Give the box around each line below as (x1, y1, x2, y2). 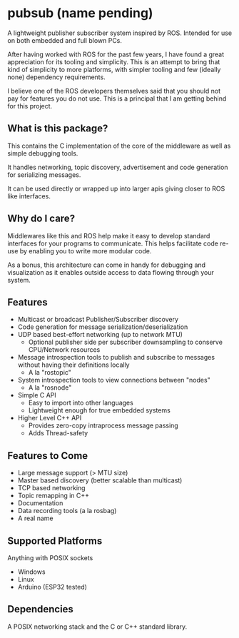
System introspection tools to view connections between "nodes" (17, 376, 210, 385)
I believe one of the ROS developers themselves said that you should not (7, 86, 221, 95)
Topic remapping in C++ (17, 491, 90, 500)
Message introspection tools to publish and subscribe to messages (17, 353, 215, 362)
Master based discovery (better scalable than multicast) (17, 476, 183, 485)
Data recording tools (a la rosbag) (17, 507, 117, 515)
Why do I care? (7, 213, 76, 225)
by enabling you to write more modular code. (19, 246, 152, 255)
